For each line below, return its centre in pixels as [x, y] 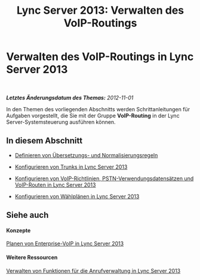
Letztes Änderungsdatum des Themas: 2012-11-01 [70, 98]
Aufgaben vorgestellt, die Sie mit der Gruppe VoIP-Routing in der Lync [93, 115]
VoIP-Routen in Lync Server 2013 [55, 185]
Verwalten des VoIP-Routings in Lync [100, 57]
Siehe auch [27, 215]
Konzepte [19, 230]
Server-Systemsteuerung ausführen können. [61, 122]
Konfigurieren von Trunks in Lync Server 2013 [71, 167]
